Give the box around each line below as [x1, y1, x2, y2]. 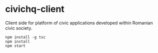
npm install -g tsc [5, 35, 46, 40]
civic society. [5, 25, 32, 31]
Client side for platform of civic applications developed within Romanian [5, 20, 153, 26]
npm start [5, 43, 26, 48]
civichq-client [5, 3, 65, 15]
